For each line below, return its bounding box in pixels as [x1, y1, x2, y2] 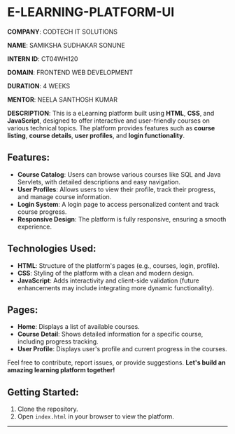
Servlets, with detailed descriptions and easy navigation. [17, 177, 180, 186]
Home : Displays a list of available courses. [17, 323, 140, 331]
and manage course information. [17, 192, 112, 201]
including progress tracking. [17, 337, 99, 346]
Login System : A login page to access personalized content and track [17, 200, 219, 208]
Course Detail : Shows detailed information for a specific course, [17, 330, 204, 339]
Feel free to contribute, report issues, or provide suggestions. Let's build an [7, 358, 226, 367]
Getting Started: [7, 386, 79, 398]
